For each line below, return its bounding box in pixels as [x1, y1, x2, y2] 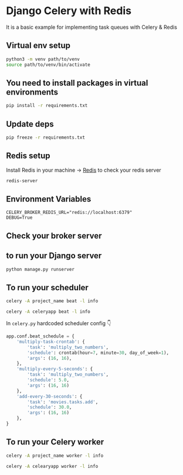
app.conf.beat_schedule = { [6, 333, 75, 339]
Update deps [6, 119, 54, 129]
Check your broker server [6, 230, 102, 240]
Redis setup [6, 151, 50, 161]
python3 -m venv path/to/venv [6, 56, 80, 62]
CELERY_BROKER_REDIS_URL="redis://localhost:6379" [6, 210, 133, 216]
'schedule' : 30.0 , [27, 404, 72, 410]
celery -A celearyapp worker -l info [6, 463, 99, 469]
